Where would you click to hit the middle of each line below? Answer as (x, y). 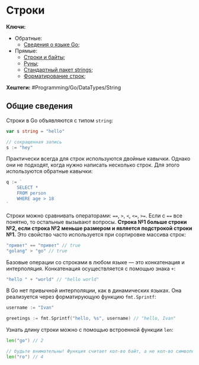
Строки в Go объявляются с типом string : (60, 120)
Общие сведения (39, 106)
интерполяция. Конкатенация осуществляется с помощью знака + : (91, 268)
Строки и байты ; (44, 57)
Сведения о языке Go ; (52, 44)
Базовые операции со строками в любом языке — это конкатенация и (95, 262)
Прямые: (26, 50)
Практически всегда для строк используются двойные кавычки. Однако (98, 159)
